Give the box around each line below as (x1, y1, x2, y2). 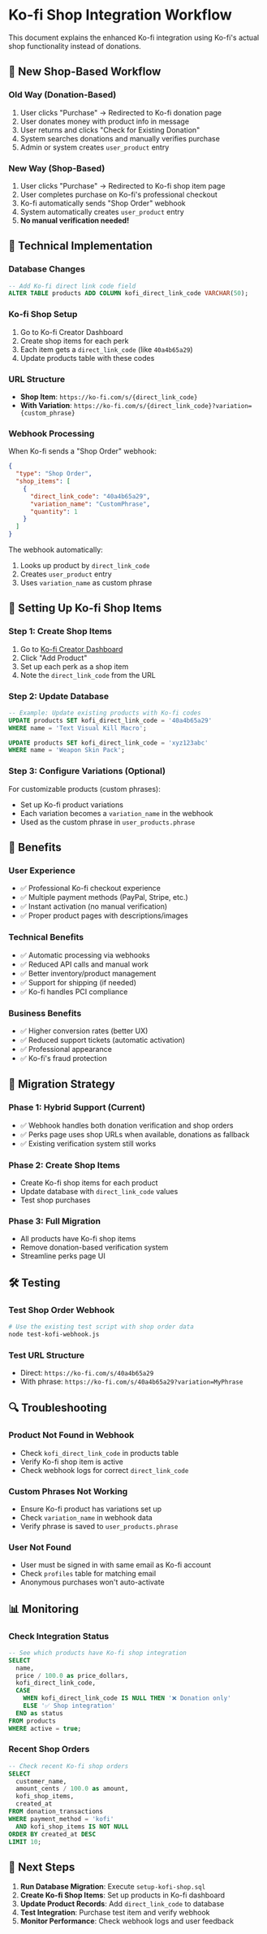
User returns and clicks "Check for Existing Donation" (19, 124, 200, 135)
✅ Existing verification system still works (19, 1138, 157, 1148)
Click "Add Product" (19, 653, 88, 663)
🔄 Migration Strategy (8, 1077, 115, 1091)
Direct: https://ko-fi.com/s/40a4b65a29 (19, 1367, 154, 1377)
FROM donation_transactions (8, 1807, 104, 1816)
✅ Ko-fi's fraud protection (19, 1053, 107, 1063)
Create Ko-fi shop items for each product (19, 1177, 158, 1188)
